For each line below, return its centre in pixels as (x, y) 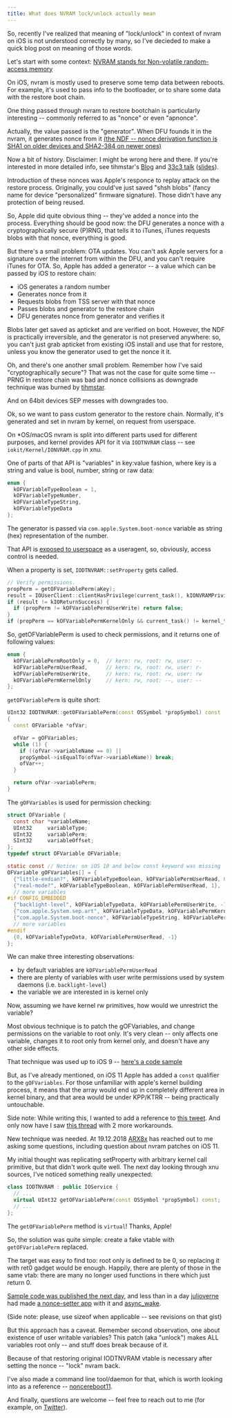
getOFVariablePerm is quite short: (54, 700)
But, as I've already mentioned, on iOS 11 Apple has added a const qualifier (113, 1075)
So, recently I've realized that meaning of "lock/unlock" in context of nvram (114, 33)
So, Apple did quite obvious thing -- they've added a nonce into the (103, 215)
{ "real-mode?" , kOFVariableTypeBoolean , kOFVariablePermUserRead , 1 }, (117, 885)
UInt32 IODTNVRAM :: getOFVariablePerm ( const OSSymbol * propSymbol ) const (114, 713)
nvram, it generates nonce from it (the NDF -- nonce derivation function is (112, 139)
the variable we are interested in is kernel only (83, 992)
